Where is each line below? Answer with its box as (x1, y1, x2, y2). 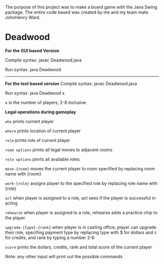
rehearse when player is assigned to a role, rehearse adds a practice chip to (5, 209, 158, 215)
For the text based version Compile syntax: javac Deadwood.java (5, 81, 138, 86)
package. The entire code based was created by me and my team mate (5, 9, 148, 15)
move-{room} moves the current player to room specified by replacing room (5, 165, 155, 171)
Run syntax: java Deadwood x (5, 90, 65, 96)
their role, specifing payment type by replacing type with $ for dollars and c (5, 229, 157, 235)
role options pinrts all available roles (5, 156, 80, 162)
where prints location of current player (5, 128, 81, 134)
